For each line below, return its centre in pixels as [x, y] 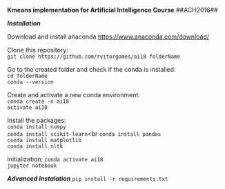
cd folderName [28, 76]
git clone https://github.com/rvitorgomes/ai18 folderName [94, 57]
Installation [24, 23]
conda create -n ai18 [38, 101]
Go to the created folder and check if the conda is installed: [91, 69]
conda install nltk [35, 146]
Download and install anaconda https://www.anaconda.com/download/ [108, 37]
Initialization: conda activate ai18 [55, 159]
